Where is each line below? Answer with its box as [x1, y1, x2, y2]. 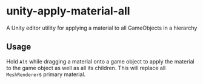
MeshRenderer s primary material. [6, 71, 86, 78]
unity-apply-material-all [6, 4, 130, 18]
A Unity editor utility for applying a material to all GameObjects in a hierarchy [6, 24, 198, 31]
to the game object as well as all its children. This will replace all [6, 64, 166, 71]
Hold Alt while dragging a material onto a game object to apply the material [6, 57, 195, 65]
